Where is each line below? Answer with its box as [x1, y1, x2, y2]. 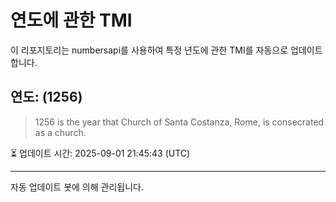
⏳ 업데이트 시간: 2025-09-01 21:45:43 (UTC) [10, 147, 191, 159]
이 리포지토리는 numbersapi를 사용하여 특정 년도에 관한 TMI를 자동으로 [10, 44, 289, 56]
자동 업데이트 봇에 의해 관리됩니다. [10, 181, 144, 193]
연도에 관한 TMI [10, 9, 133, 32]
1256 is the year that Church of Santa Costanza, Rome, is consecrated [34, 116, 325, 128]
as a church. [34, 126, 87, 138]
